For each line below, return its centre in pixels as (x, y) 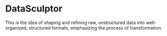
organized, (17, 27)
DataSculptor (34, 9)
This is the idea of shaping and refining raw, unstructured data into (75, 22)
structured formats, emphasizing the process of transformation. (95, 27)
